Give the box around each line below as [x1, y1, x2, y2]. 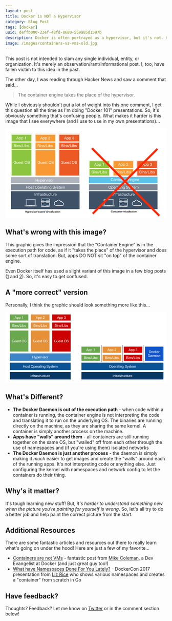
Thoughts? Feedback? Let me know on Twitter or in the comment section [5, 606, 160, 612]
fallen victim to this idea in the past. [5, 66, 80, 72]
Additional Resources [5, 526, 75, 535]
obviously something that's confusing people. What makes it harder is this [5, 112, 162, 119]
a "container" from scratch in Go [12, 577, 82, 583]
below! [5, 611, 19, 617]
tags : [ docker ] [5, 25, 38, 30]
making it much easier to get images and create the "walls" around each [12, 455, 165, 461]
